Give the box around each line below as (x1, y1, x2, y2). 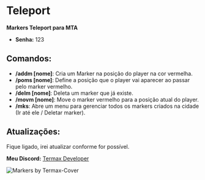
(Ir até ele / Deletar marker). (15, 108, 86, 116)
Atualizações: (6, 127, 61, 137)
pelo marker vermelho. (15, 83, 73, 90)
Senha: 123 (15, 36, 45, 43)
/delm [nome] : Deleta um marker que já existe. (15, 89, 133, 97)
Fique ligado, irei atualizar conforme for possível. (6, 143, 130, 150)
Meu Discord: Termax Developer (6, 154, 89, 162)
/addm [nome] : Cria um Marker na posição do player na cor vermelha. (15, 70, 193, 77)
